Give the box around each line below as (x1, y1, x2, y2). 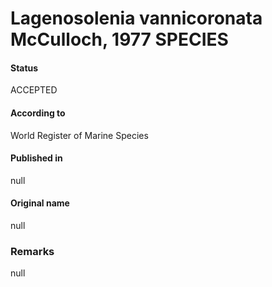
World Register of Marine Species (10, 129, 149, 141)
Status (10, 62, 39, 74)
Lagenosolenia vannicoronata (10, 7, 263, 30)
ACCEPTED (10, 84, 58, 96)
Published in (10, 152, 63, 164)
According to (10, 107, 66, 119)
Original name (10, 197, 70, 209)
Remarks (10, 244, 55, 258)
